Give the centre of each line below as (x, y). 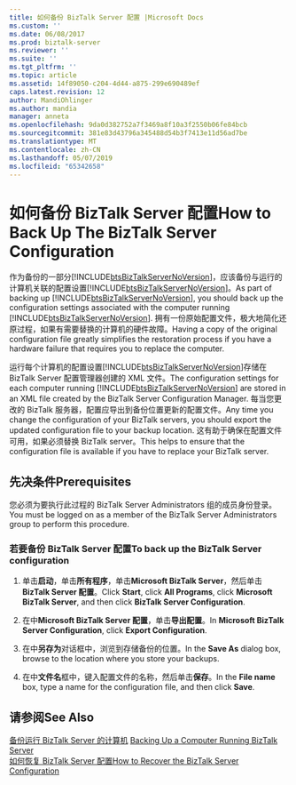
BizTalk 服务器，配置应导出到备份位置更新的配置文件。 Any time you (150, 410)
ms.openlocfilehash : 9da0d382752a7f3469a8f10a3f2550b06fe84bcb (129, 125)
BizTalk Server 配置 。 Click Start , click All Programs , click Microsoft (147, 592)
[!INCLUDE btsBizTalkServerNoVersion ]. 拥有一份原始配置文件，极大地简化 (144, 318)
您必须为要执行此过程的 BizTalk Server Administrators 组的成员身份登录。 (143, 505)
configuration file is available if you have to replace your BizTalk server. (139, 452)
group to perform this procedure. (70, 525)
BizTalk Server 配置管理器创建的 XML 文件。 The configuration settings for (144, 378)
